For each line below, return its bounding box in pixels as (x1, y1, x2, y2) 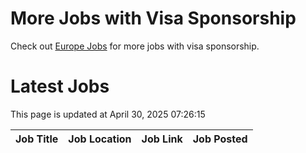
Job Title (15, 132, 59, 146)
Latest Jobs (10, 75, 110, 98)
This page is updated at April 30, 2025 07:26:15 (10, 108, 206, 120)
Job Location (68, 132, 132, 146)
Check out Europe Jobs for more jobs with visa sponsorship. (10, 40, 260, 52)
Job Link (141, 132, 183, 146)
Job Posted (192, 132, 248, 146)
